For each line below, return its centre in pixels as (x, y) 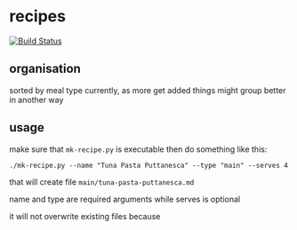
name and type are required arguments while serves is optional (125, 199)
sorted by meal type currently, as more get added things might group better (148, 90)
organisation (45, 69)
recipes (38, 16)
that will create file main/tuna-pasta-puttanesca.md (102, 182)
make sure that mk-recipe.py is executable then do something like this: (138, 149)
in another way (36, 99)
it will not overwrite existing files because (85, 216)
